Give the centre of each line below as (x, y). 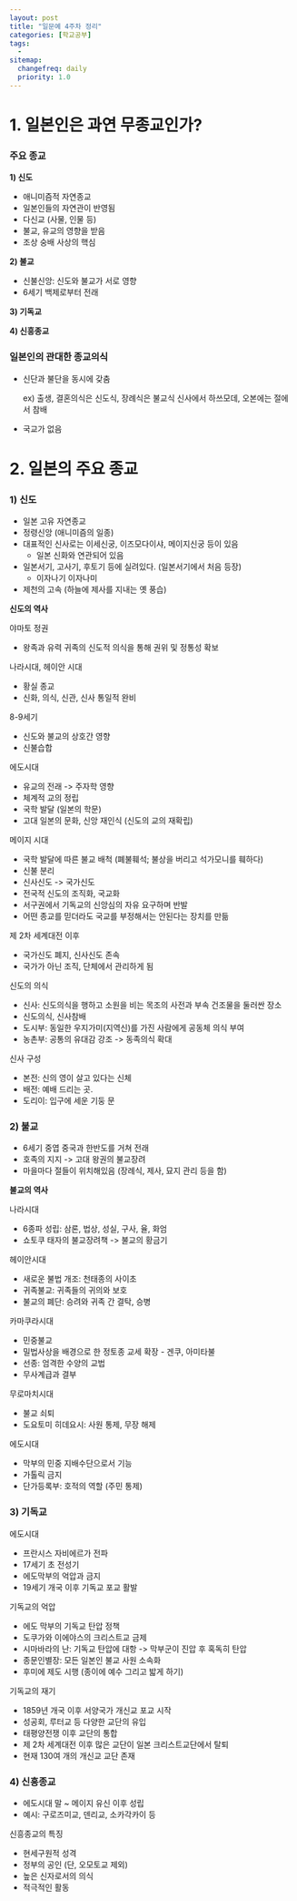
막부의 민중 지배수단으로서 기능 (77, 1464)
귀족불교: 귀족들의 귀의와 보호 (75, 1291)
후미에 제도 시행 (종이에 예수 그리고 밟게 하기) (103, 1671)
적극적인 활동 (46, 1887)
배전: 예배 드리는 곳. (58, 1089)
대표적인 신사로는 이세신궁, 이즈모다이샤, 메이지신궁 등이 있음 (130, 544)
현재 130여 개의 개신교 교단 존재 (79, 1755)
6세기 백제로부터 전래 (60, 292)
